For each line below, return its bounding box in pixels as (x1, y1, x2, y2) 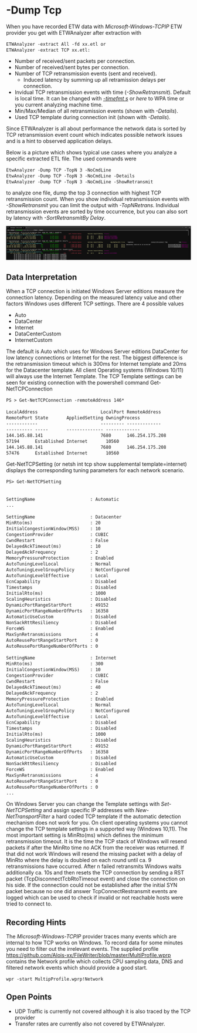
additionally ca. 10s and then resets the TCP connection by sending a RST (6, 869, 185, 876)
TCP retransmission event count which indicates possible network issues (6, 131, 183, 138)
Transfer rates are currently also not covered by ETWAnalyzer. (14, 1020, 165, 1027)
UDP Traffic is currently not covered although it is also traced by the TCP (14, 1008, 191, 1015)
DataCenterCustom (14, 330, 62, 338)
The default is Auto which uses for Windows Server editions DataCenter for (6, 348, 188, 355)
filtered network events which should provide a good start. (6, 964, 148, 971)
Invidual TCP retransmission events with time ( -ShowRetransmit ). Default (14, 89, 191, 96)
